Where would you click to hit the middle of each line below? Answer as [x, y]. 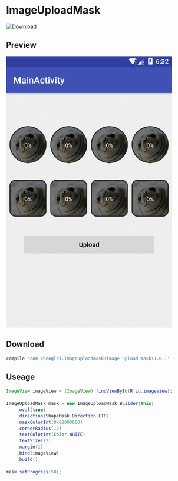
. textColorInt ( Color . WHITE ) [51, 434]
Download [25, 344]
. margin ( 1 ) [30, 447]
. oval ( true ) [31, 410]
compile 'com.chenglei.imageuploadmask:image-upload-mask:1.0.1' [88, 359]
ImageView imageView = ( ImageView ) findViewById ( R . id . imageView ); [89, 391]
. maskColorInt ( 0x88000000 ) [50, 422]
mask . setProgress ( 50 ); [34, 472]
